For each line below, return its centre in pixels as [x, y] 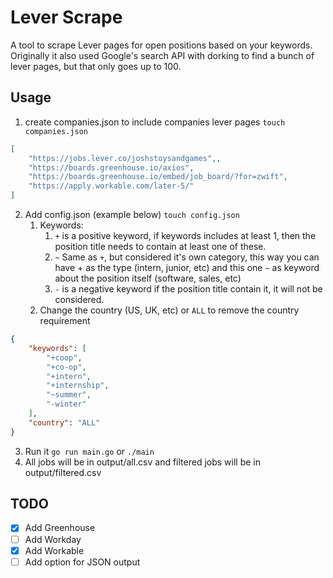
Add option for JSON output [82, 562]
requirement [65, 320]
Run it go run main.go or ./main [89, 451]
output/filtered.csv [63, 472]
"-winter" [66, 404]
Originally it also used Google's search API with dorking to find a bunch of [162, 55]
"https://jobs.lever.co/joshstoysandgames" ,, [125, 158]
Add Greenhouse [60, 528]
